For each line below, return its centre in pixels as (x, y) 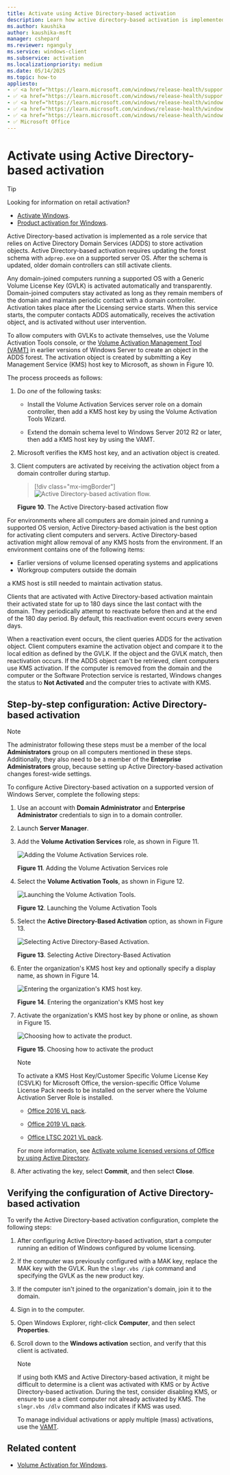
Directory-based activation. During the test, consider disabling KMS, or (117, 1392)
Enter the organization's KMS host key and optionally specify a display (116, 968)
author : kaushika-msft (39, 33)
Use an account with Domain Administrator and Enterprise (101, 808)
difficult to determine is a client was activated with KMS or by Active (113, 1385)
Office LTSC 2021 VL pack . (65, 1137)
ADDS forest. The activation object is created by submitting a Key (99, 358)
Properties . (33, 1330)
